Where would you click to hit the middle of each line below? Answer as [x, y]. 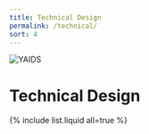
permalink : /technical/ [54, 26]
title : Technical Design [55, 17]
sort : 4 [24, 34]
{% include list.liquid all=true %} [68, 121]
